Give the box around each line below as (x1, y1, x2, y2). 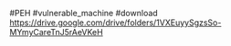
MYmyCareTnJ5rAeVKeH (9, 27, 103, 37)
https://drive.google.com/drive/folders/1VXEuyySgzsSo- (9, 17, 222, 28)
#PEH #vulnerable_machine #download (9, 8, 158, 18)
